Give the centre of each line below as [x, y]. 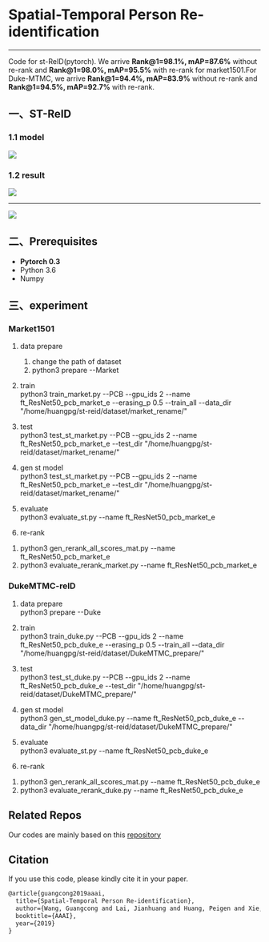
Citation [29, 859]
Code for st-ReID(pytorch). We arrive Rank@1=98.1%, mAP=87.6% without [133, 61]
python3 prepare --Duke [60, 612]
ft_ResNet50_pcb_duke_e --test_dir [78, 685]
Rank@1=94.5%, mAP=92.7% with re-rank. [81, 86]
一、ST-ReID [40, 114]
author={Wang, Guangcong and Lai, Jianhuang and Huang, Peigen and [130, 909]
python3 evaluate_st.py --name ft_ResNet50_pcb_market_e [118, 517]
